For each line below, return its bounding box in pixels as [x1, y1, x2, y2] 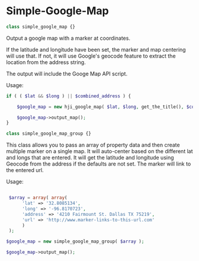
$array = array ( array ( [8, 195, 68, 201]
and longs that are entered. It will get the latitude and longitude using [6, 154, 174, 161]
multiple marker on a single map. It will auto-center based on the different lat [6, 148, 193, 155]
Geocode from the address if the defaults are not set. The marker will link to [6, 160, 191, 167]
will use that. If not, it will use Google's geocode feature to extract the [6, 52, 176, 59]
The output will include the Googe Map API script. [6, 70, 128, 77]
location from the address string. [6, 58, 86, 66]
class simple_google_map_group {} [6, 130, 92, 137]
